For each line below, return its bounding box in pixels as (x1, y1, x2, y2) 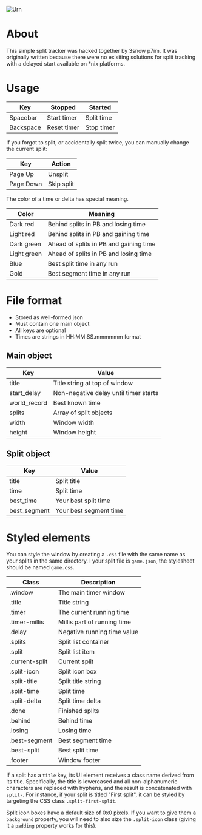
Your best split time (55, 496, 110, 505)
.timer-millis (9, 618, 44, 626)
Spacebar (9, 113, 38, 121)
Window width (53, 418, 94, 427)
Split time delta (58, 697, 101, 705)
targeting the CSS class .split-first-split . (6, 797, 117, 805)
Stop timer (85, 123, 115, 132)
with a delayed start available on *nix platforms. (6, 59, 126, 67)
